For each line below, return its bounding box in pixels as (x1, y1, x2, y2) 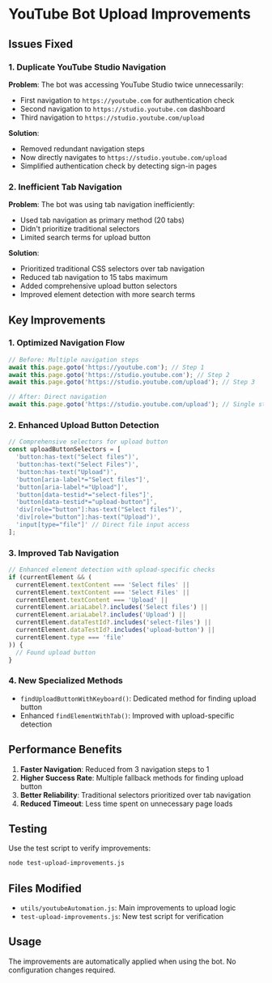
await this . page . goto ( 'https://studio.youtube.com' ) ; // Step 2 (8, 371, 230, 379)
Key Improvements (8, 313, 106, 327)
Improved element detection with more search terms (19, 290, 196, 299)
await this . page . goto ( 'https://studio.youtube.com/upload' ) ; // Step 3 (8, 378, 255, 387)
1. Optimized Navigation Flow (8, 337, 125, 349)
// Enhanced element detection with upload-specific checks (8, 566, 216, 574)
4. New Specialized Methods (8, 675, 123, 686)
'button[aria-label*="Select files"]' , (15, 475, 151, 484)
